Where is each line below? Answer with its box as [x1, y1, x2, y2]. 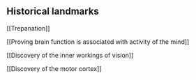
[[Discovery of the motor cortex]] [6, 64, 102, 72]
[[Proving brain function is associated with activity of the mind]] [6, 38, 190, 46]
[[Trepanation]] [6, 24, 50, 32]
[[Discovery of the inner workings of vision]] [6, 51, 134, 59]
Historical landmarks [6, 6, 99, 17]
